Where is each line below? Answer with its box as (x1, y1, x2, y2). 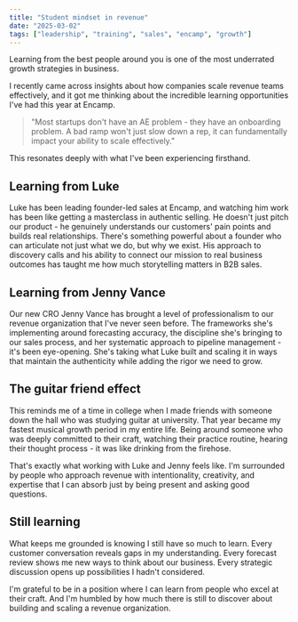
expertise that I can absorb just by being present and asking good (9, 479, 250, 489)
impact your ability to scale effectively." (30, 135, 176, 147)
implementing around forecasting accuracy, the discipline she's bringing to (9, 327, 283, 338)
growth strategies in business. (9, 63, 120, 74)
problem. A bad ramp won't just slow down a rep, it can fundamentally (30, 126, 288, 137)
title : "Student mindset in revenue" (9, 12, 149, 22)
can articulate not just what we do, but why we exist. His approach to (9, 240, 262, 251)
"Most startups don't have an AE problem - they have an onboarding (30, 117, 281, 127)
